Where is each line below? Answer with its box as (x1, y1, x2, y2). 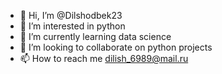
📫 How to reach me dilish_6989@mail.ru (19, 53, 189, 64)
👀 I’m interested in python (19, 20, 126, 32)
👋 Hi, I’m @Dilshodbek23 (19, 10, 123, 21)
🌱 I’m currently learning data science (19, 31, 172, 42)
